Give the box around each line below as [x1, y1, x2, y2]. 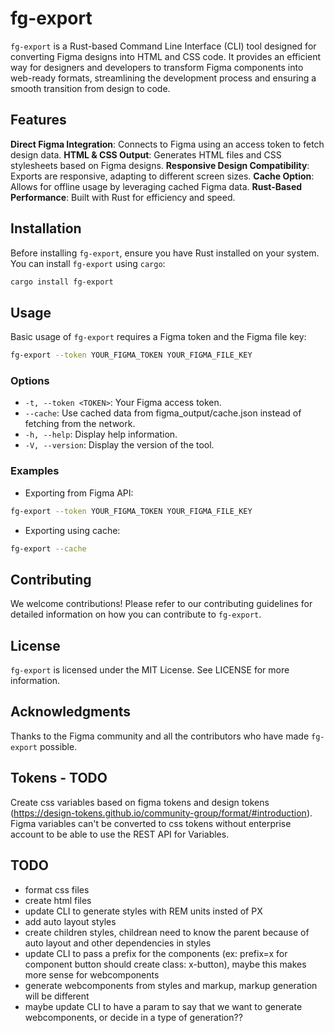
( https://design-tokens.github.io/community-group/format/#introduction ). [10, 807, 313, 819]
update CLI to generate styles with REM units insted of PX [24, 905, 263, 917]
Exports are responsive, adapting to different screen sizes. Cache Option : [10, 170, 315, 182]
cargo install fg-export [10, 277, 114, 287]
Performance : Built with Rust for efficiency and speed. [10, 191, 236, 203]
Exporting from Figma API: [24, 487, 134, 499]
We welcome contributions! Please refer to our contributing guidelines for [10, 598, 313, 610]
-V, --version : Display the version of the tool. [24, 439, 215, 451]
